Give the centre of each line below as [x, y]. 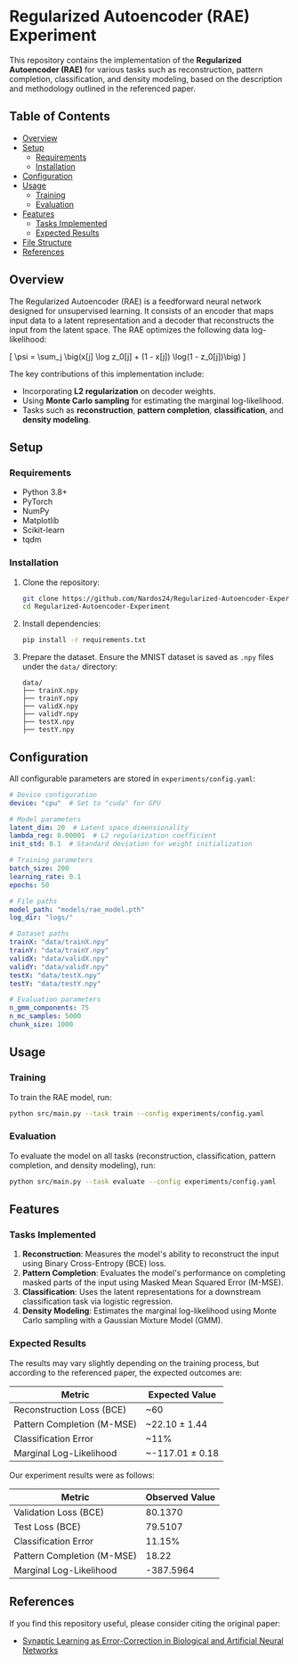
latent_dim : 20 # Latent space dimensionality [99, 828]
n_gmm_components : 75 [49, 1008]
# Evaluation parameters [55, 1000]
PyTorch [37, 502]
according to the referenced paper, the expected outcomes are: [126, 1372]
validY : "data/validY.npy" [59, 967]
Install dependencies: [61, 624]
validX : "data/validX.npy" [59, 959]
